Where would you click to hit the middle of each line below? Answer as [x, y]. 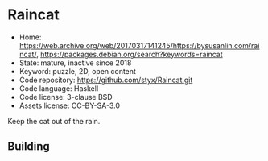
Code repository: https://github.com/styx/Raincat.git [106, 80]
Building [29, 147]
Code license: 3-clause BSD [66, 97]
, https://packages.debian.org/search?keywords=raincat [130, 54]
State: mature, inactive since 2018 [75, 63]
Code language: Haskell [59, 88]
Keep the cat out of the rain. [54, 121]
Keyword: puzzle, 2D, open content [77, 71]
